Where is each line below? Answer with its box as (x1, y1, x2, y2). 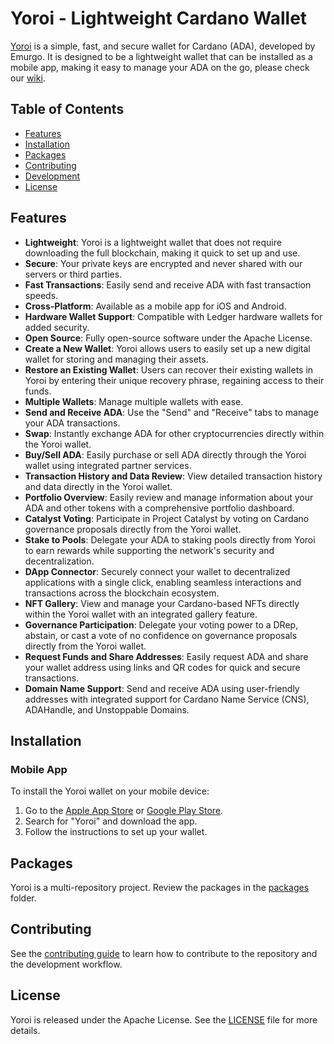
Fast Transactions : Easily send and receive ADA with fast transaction (24, 278, 312, 291)
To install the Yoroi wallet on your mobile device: (10, 785, 210, 797)
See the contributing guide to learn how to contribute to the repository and (10, 947, 318, 959)
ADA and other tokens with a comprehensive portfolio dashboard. (24, 502, 295, 514)
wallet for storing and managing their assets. (24, 353, 209, 365)
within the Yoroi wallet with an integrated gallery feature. (24, 608, 258, 620)
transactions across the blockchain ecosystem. (24, 587, 220, 599)
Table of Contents (10, 101, 125, 118)
